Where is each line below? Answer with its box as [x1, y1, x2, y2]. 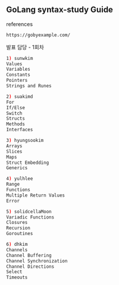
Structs [6, 116, 26, 122]
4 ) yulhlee [6, 176, 33, 182]
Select [6, 269, 23, 275]
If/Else [6, 104, 26, 110]
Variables [6, 66, 31, 72]
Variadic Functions [6, 214, 55, 220]
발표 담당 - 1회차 [6, 43, 45, 50]
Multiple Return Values [6, 192, 65, 198]
